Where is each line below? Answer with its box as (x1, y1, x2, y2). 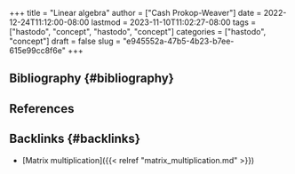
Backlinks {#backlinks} (9, 131, 140, 146)
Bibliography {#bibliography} (9, 71, 175, 86)
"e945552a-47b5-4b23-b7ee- (123, 36, 235, 46)
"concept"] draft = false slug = (9, 36, 122, 46)
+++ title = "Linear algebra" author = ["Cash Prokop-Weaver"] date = (9, 8, 262, 18)
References (9, 101, 75, 116)
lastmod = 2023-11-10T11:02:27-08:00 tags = (91, 17, 257, 28)
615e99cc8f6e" (9, 45, 67, 56)
